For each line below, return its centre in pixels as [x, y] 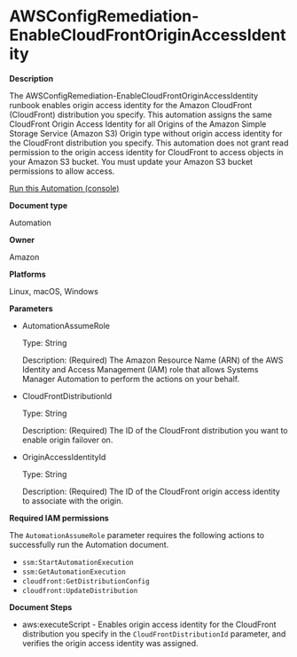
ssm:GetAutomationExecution [74, 572]
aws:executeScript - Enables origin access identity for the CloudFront [149, 624]
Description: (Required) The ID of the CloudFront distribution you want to [155, 430]
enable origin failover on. [67, 440]
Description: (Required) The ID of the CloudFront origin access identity [151, 491]
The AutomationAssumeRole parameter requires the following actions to [137, 535]
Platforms [27, 274]
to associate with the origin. [73, 501]
